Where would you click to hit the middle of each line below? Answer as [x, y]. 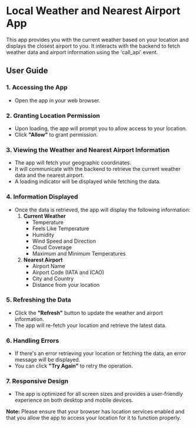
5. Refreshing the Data [39, 300]
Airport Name [49, 266]
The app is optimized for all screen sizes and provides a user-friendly [99, 394]
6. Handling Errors [33, 340]
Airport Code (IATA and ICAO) [68, 272]
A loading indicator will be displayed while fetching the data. [87, 181]
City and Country [53, 279]
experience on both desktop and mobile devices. [74, 400]
